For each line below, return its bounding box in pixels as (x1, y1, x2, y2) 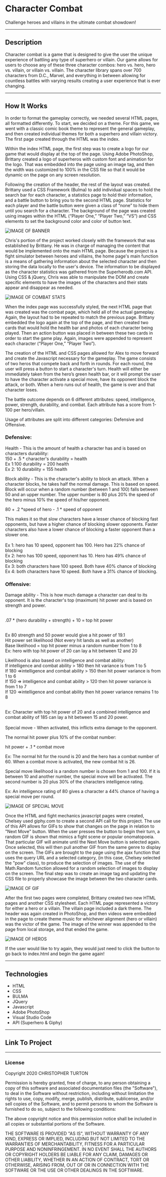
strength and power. (5, 602, 46, 608)
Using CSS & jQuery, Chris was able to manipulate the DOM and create (5, 274, 149, 280)
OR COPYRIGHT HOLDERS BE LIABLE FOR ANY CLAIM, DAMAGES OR (5, 1152, 148, 1158)
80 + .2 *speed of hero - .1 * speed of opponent (5, 506, 102, 512)
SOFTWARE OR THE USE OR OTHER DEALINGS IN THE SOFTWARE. (5, 1167, 144, 1174)
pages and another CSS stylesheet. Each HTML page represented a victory (5, 900, 159, 906)
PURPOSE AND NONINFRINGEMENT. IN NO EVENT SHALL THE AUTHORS (5, 1146, 157, 1152)
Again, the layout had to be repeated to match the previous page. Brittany (5, 314, 155, 320)
